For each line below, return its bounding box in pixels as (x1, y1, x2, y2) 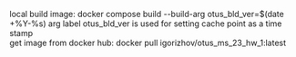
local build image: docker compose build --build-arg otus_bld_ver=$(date (9, 9, 284, 19)
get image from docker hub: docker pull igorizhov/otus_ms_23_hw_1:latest (9, 37, 287, 48)
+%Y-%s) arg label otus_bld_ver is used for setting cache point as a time (9, 18, 282, 29)
